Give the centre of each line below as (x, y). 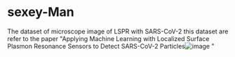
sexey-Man (41, 12)
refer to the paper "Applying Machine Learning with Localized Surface (108, 38)
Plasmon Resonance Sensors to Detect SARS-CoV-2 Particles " (111, 46)
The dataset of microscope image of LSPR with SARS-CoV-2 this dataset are (118, 31)
